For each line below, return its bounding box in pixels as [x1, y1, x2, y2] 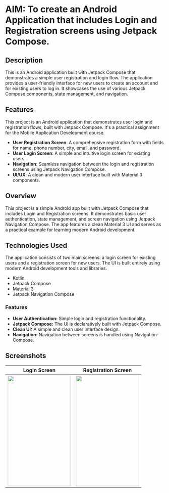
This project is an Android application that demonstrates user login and [5, 119, 153, 125]
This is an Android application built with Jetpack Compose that [5, 69, 136, 75]
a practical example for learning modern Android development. [5, 227, 136, 233]
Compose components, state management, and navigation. [5, 91, 129, 97]
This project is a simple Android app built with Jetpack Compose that [5, 205, 149, 211]
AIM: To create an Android [5, 4, 118, 15]
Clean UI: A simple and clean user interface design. [12, 326, 120, 332]
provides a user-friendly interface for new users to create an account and [5, 80, 158, 86]
